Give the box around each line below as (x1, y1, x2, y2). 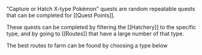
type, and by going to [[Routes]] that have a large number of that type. (6, 30, 184, 37)
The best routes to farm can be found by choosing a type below (6, 42, 168, 49)
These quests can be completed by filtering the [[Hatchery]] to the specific (6, 24, 196, 31)
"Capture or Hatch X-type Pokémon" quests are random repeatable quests (6, 5, 195, 12)
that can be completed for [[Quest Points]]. (6, 12, 115, 19)
